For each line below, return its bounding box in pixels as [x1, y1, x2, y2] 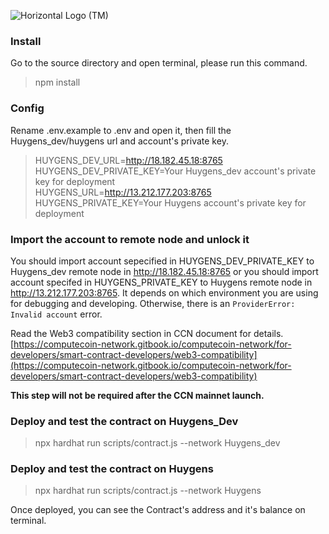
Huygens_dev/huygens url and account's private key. [10, 135, 229, 147]
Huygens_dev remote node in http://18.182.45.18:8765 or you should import [10, 265, 319, 277]
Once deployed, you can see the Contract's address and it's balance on [10, 504, 306, 516]
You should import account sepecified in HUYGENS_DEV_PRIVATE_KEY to [10, 255, 315, 267]
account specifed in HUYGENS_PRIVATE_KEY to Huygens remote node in [10, 276, 313, 288]
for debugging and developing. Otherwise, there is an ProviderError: [10, 297, 296, 309]
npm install [34, 76, 81, 89]
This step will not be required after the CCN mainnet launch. [10, 389, 265, 401]
